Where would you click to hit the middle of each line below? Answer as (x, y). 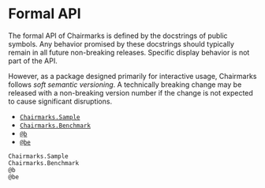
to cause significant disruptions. (60, 101)
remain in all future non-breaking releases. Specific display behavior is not (129, 52)
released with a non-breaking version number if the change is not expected (131, 92)
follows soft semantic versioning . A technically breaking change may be (125, 85)
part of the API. (33, 61)
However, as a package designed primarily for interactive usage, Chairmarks (132, 76)
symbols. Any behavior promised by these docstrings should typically (121, 43)
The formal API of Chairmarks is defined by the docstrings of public (118, 36)
